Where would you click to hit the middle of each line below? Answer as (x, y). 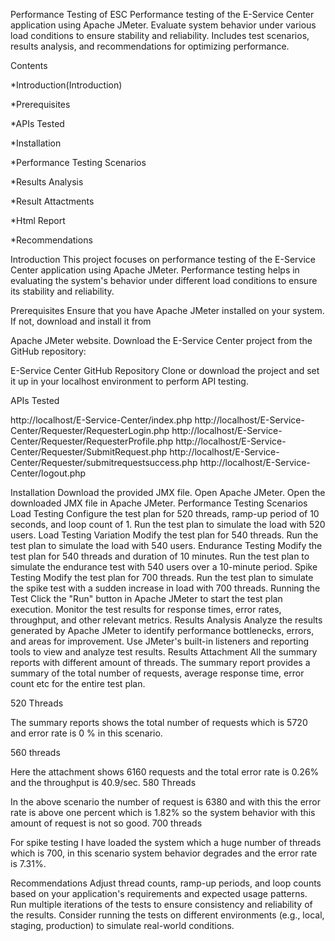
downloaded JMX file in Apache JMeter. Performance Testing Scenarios (159, 503)
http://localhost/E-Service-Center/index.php (101, 420)
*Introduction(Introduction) (66, 85)
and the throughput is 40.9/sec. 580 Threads (103, 782)
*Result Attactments (52, 201)
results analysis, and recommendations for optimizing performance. (150, 46)
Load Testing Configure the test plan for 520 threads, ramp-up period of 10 (165, 513)
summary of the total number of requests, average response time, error (157, 673)
